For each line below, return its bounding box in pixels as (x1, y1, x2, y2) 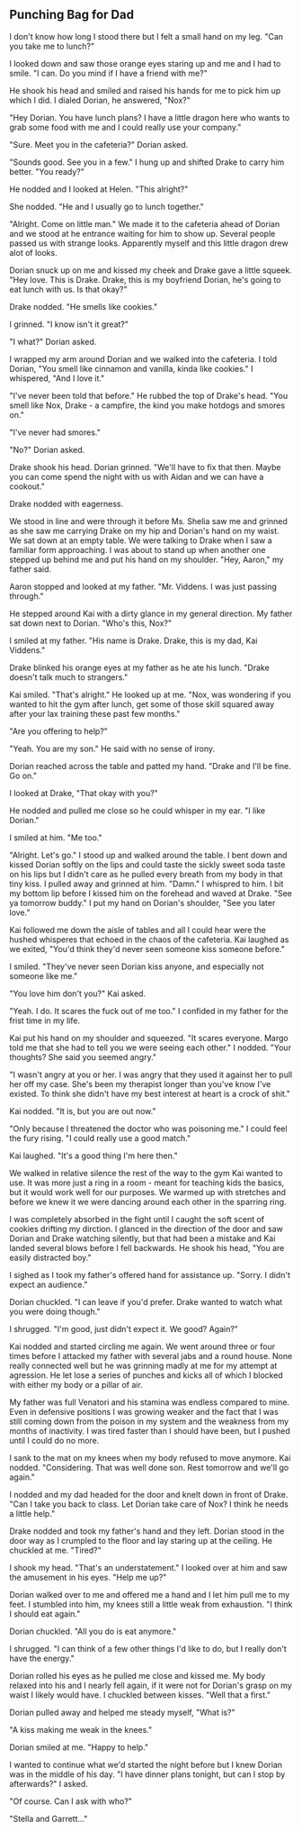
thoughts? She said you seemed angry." (9, 1051, 157, 1062)
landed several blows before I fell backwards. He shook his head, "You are (9, 1242, 285, 1253)
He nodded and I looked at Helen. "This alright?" (9, 184, 189, 195)
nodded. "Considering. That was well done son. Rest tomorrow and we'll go (9, 1462, 289, 1473)
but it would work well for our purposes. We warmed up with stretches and (9, 1186, 286, 1197)
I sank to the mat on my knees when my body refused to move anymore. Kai (9, 1452, 291, 1463)
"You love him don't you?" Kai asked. (9, 988, 147, 999)
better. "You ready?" (9, 166, 85, 177)
